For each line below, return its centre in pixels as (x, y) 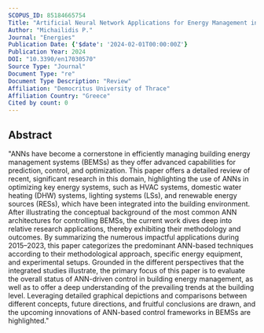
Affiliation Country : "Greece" (59, 96)
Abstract (30, 135)
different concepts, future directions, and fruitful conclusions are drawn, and (132, 304)
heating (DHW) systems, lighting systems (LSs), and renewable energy (123, 195)
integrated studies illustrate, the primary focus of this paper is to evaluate (127, 270)
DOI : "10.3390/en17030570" (52, 60)
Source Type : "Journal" (47, 67)
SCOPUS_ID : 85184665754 (47, 15)
